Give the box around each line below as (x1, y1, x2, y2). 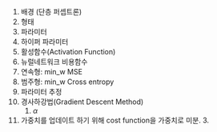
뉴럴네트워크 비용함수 (20, 57, 88, 66)
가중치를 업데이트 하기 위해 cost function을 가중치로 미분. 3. (20, 115, 210, 125)
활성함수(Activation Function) (20, 47, 116, 56)
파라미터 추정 (20, 87, 62, 96)
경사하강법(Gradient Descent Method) (20, 97, 144, 106)
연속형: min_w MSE (20, 67, 83, 76)
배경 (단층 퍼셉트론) (20, 7, 82, 16)
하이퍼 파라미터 (20, 37, 69, 46)
